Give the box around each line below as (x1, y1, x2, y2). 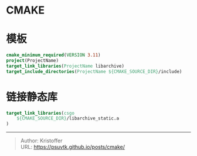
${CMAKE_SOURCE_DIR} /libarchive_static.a (16, 115, 119, 121)
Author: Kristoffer (20, 137, 63, 144)
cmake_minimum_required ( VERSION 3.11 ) (6, 52, 101, 58)
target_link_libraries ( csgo (6, 110, 75, 116)
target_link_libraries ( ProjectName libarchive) (6, 63, 125, 69)
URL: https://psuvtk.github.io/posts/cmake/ (20, 144, 125, 151)
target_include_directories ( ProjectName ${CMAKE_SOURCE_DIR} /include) (6, 68, 182, 74)
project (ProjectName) (6, 58, 59, 64)
